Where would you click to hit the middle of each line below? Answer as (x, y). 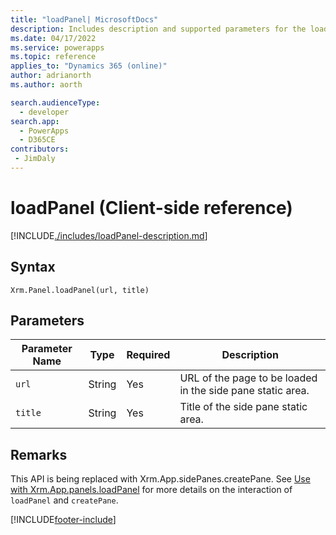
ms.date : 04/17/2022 (53, 38)
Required (148, 355)
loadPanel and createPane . (64, 500)
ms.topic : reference (53, 57)
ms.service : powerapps (57, 47)
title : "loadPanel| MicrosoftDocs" (84, 19)
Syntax (33, 267)
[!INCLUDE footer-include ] (63, 520)
